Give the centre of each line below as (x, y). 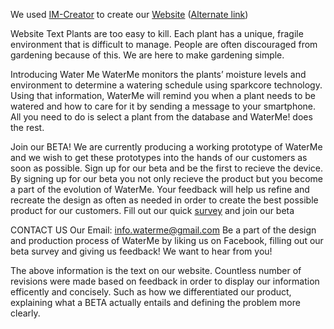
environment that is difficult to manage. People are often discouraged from (164, 44)
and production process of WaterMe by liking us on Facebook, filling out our (167, 240)
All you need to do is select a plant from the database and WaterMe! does (161, 117)
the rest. (27, 127)
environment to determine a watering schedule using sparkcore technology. (166, 85)
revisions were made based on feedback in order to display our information (165, 281)
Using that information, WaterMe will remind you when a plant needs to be (163, 95)
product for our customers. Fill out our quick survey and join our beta (152, 210)
